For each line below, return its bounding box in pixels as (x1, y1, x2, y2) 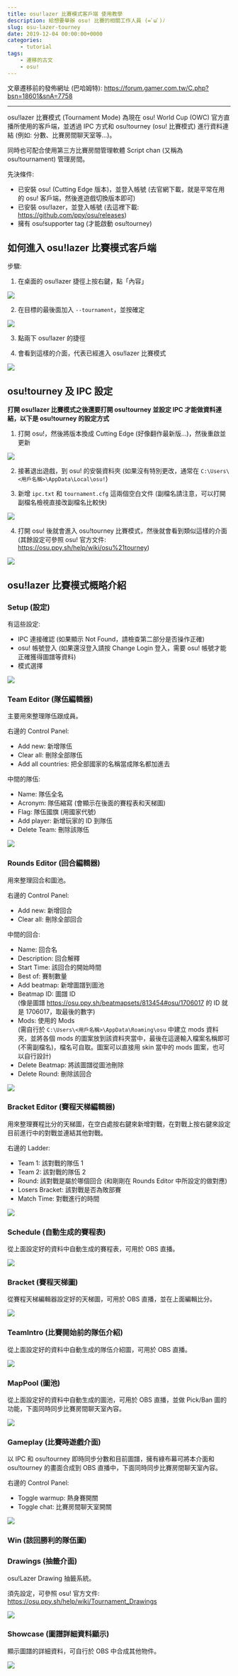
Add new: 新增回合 (17, 906, 73, 914)
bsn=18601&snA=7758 (7, 92, 73, 100)
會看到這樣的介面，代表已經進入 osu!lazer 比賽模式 (17, 349, 166, 357)
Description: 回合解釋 (17, 953, 80, 963)
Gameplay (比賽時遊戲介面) (7, 1437, 101, 1447)
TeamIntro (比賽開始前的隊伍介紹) (7, 1328, 123, 1338)
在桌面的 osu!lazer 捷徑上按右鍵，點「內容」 (17, 277, 147, 286)
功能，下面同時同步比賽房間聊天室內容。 (7, 1405, 125, 1413)
